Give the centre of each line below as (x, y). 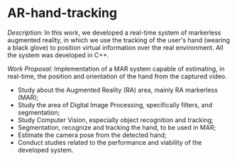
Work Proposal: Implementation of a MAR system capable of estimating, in (116, 68)
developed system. (45, 150)
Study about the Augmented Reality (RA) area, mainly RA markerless (117, 90)
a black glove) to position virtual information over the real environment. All (115, 47)
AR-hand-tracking (62, 13)
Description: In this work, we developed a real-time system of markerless (114, 32)
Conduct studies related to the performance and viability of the (110, 142)
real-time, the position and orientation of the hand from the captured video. (117, 76)
